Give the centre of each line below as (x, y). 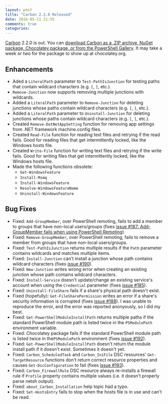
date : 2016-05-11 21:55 (30, 19)
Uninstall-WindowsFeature (47, 194)
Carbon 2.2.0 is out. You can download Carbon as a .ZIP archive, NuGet (79, 43)
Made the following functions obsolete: (53, 167)
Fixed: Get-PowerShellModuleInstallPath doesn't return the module (81, 344)
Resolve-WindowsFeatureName (49, 188)
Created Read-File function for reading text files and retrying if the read (86, 134)
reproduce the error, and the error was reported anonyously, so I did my (86, 306)
